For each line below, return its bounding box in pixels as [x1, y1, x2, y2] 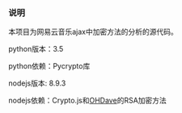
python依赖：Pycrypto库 [8, 61, 91, 71]
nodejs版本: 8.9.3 [8, 78, 66, 88]
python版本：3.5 [8, 44, 64, 54]
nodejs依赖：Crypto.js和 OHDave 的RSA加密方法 [8, 95, 167, 106]
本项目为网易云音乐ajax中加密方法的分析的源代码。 [8, 27, 178, 37]
